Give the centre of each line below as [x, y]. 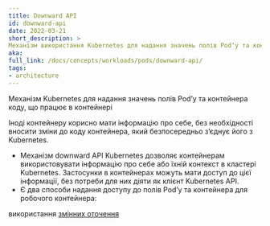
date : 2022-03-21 [37, 31]
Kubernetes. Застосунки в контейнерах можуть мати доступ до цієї [135, 172]
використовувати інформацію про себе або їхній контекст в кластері [138, 164]
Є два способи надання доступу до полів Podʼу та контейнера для [133, 189]
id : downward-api [37, 23]
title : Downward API [43, 16]
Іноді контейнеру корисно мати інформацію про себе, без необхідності [131, 122]
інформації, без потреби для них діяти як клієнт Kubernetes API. [129, 181]
